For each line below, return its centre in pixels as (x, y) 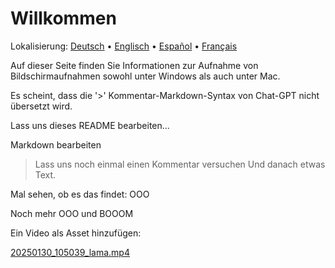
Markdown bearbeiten (56, 144)
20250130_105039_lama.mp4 (70, 252)
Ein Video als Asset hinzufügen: (76, 233)
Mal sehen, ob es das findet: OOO (80, 194)
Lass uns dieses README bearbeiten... (90, 125)
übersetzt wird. (41, 106)
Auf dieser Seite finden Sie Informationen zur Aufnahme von (134, 65)
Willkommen (63, 18)
